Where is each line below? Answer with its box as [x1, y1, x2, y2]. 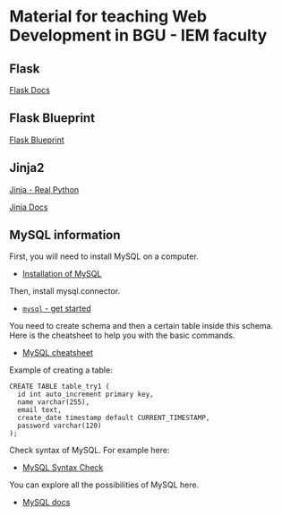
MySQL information [9, 228, 121, 243]
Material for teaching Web [9, 6, 208, 27]
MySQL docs [21, 497, 71, 508]
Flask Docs [9, 85, 51, 95]
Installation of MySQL [21, 269, 102, 279]
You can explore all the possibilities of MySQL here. [9, 479, 200, 490]
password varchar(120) [17, 421, 102, 431]
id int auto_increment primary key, [17, 390, 154, 400]
